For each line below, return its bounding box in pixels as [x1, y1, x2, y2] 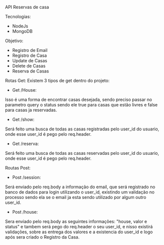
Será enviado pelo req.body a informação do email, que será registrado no [5, 184, 156, 190]
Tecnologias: [5, 14, 31, 19]
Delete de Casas [12, 63, 46, 69]
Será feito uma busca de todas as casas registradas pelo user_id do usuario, [5, 126, 160, 132]
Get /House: [12, 87, 37, 93]
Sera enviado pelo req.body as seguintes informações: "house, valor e [5, 219, 147, 224]
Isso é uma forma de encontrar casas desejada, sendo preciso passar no [5, 97, 152, 102]
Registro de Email [12, 48, 48, 53]
